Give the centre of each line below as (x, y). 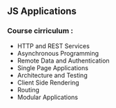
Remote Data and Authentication (63, 61)
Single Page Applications (52, 67)
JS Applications (42, 11)
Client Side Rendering (48, 83)
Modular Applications (47, 97)
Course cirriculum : (40, 31)
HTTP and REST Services (53, 46)
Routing (28, 89)
